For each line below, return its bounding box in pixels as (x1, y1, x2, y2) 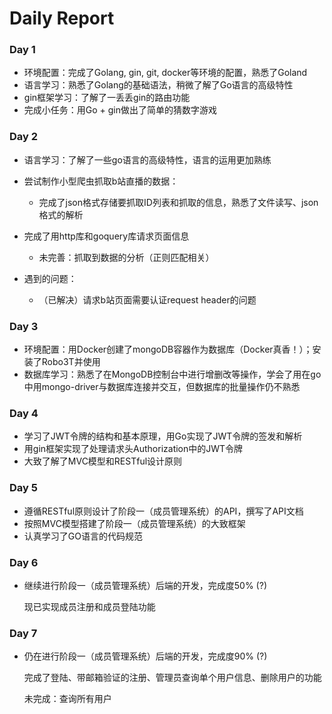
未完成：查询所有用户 (23, 693, 112, 705)
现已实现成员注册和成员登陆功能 (23, 600, 156, 612)
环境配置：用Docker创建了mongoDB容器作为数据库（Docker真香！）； (23, 343, 313, 356)
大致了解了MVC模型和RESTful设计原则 (23, 455, 183, 467)
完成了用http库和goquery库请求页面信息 (23, 230, 190, 242)
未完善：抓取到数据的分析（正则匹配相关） (38, 251, 215, 263)
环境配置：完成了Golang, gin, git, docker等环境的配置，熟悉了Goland (23, 67, 308, 79)
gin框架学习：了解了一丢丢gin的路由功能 (23, 92, 191, 104)
